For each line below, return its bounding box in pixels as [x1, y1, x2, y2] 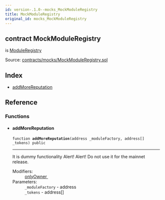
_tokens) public [12, 140, 46, 145]
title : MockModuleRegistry [5, 12, 60, 17]
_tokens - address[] [24, 189, 64, 195]
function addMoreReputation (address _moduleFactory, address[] [12, 136, 145, 141]
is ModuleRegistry [5, 48, 42, 53]
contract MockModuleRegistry [5, 34, 101, 43]
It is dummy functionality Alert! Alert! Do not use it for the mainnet [12, 153, 145, 159]
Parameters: [12, 178, 37, 184]
